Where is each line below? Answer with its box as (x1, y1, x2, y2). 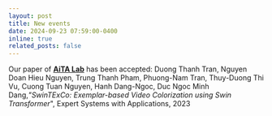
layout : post (8, 11, 53, 20)
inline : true (8, 34, 53, 43)
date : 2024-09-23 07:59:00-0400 (8, 27, 118, 35)
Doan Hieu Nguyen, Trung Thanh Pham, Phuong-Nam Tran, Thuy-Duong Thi (8, 73, 264, 83)
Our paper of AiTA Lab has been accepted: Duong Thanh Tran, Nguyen (8, 64, 248, 74)
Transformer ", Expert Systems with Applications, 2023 (8, 99, 191, 109)
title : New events (8, 19, 71, 28)
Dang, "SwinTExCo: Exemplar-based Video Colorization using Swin (8, 90, 232, 100)
